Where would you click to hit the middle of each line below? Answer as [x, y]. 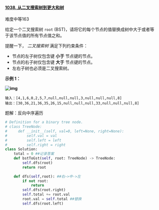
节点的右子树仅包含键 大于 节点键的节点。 [53, 62]
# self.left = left [33, 140]
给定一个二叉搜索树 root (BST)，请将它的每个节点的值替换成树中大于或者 [78, 30]
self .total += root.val [46, 194]
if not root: [36, 181]
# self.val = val [31, 136]
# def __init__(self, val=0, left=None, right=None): [65, 131]
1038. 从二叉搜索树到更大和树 [35, 7]
